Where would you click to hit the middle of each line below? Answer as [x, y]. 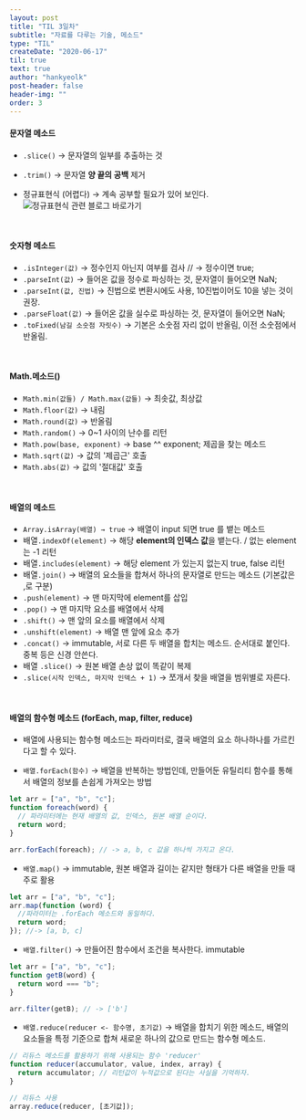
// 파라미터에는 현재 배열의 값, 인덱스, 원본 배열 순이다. [113, 816]
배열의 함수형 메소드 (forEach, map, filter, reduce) [101, 717]
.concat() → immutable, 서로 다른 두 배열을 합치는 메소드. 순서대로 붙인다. [156, 644]
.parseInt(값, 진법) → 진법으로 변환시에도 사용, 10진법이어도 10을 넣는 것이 [158, 290]
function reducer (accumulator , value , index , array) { [116, 1064]
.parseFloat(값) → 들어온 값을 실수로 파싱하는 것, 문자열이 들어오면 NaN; [154, 313]
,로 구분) [37, 586]
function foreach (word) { [58, 808]
